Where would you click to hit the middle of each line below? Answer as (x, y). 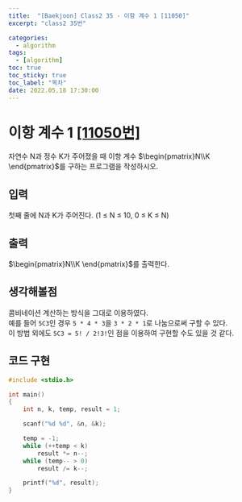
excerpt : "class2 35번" (48, 23)
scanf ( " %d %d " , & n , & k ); (65, 424)
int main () (27, 394)
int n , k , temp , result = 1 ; (72, 409)
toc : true (25, 68)
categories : (28, 38)
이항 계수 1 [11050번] (75, 133)
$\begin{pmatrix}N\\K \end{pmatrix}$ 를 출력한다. (89, 264)
